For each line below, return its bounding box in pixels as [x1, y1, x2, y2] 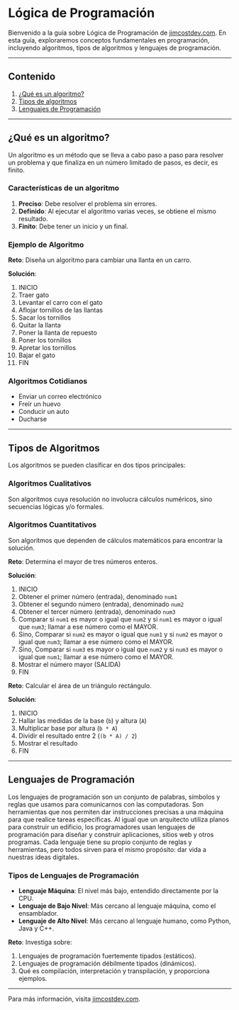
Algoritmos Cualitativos [8, 478, 91, 488]
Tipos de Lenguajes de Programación [8, 870, 139, 880]
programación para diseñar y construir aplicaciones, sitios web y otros [8, 830, 214, 838]
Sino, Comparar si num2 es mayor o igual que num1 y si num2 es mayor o [18, 629, 223, 639]
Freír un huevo [18, 400, 61, 408]
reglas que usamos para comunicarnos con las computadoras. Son [8, 799, 204, 809]
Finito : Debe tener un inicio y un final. [18, 222, 128, 230]
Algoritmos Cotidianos [8, 376, 88, 386]
